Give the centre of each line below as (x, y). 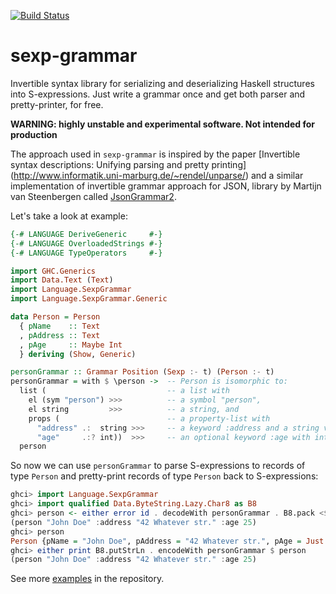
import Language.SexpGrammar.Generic (89, 299)
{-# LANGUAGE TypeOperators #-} (86, 253)
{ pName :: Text (60, 326)
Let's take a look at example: (69, 216)
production (34, 134)
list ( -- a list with (124, 391)
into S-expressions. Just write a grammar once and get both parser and (158, 94)
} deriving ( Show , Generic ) (78, 354)
